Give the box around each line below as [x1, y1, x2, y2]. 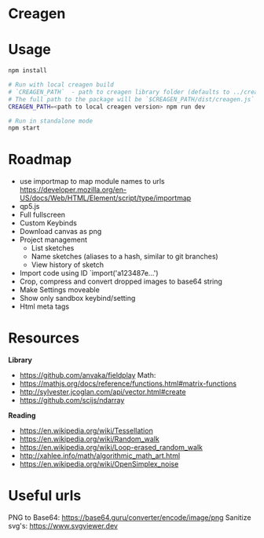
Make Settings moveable [19, 285, 100, 295]
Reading [8, 411, 36, 420]
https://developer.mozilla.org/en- [19, 185, 127, 195]
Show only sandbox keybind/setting [19, 294, 136, 303]
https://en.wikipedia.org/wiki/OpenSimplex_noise [19, 459, 179, 469]
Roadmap [8, 151, 72, 169]
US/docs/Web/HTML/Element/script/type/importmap [19, 193, 192, 203]
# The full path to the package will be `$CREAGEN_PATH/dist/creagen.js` [8, 95, 255, 103]
